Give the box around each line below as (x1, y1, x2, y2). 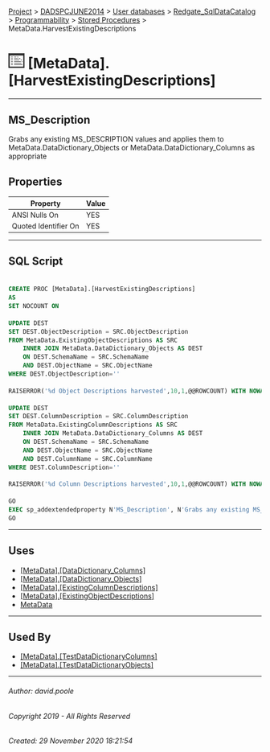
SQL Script (8, 254, 63, 269)
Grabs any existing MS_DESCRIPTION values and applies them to (8, 134, 224, 144)
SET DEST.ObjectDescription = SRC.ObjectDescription (8, 327, 189, 335)
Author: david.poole (8, 686, 75, 696)
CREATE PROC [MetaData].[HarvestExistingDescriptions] (8, 286, 196, 294)
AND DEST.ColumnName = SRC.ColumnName (22, 454, 153, 462)
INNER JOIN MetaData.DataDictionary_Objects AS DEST (22, 344, 203, 353)
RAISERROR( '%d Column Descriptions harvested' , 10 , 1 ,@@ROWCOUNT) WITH (8, 480, 247, 488)
